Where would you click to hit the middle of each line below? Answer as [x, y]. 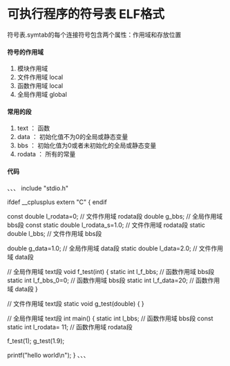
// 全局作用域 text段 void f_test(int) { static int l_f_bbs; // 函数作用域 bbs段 [111, 271]
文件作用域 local [40, 77]
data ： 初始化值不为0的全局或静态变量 [73, 137]
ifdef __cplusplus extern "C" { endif [57, 202]
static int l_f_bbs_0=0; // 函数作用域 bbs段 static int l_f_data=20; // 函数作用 [114, 280]
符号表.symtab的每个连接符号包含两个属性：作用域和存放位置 [94, 35]
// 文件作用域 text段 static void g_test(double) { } [76, 303]
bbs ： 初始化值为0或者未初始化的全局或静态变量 [87, 145]
